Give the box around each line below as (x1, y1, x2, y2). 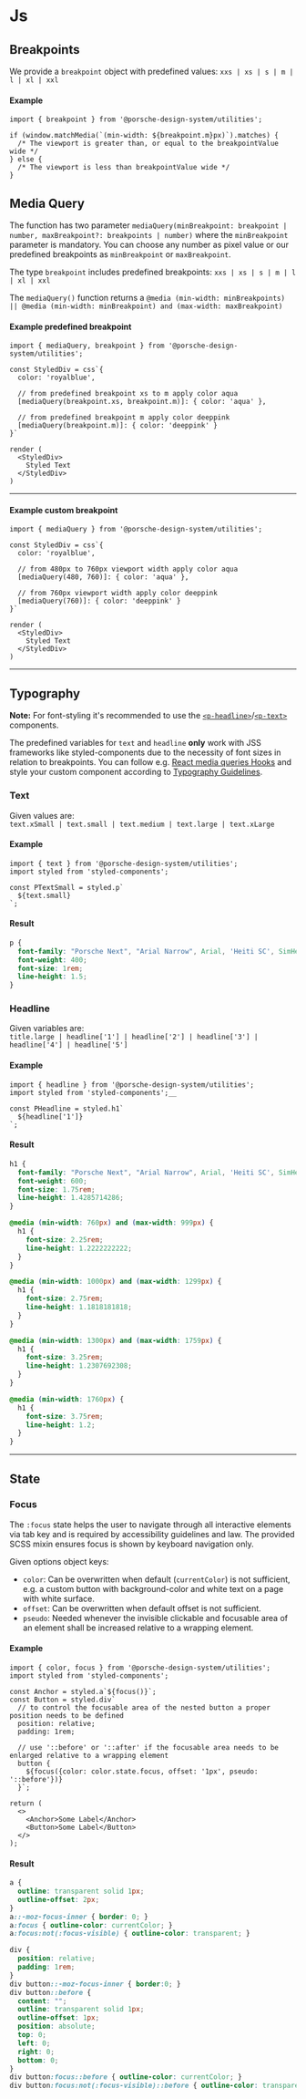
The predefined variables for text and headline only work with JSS (9, 738, 261, 749)
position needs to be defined (9, 1711, 125, 1721)
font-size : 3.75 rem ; (25, 1411, 104, 1421)
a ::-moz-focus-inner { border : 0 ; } (9, 1912, 148, 1921)
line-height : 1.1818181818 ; (25, 1303, 132, 1312)
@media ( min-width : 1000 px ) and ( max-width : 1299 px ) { (9, 1277, 222, 1287)
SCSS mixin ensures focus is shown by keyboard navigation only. (9, 1538, 255, 1549)
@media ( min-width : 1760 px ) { (9, 1394, 125, 1404)
